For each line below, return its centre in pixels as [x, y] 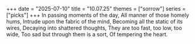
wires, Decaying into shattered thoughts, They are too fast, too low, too [94, 28]
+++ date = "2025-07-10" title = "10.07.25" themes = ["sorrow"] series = [96, 9]
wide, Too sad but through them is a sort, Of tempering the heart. [87, 34]
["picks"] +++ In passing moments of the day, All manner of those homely [98, 15]
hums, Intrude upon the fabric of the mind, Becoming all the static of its [94, 21]
